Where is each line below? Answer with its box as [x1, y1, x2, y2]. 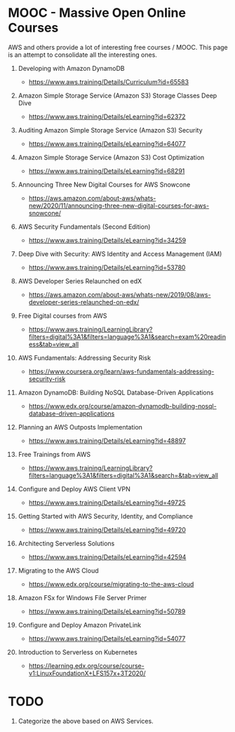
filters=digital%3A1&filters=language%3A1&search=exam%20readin [28, 332, 227, 341]
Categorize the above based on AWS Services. [18, 717, 154, 725]
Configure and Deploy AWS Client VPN [18, 484, 130, 493]
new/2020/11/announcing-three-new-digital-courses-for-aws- [28, 201, 210, 210]
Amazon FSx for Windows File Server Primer [18, 593, 147, 601]
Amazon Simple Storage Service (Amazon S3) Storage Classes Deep [18, 91, 217, 100]
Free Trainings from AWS [18, 450, 91, 458]
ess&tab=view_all [28, 340, 79, 348]
